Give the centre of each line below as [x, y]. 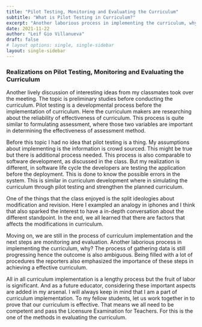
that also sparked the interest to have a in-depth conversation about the [95, 211]
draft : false [23, 40]
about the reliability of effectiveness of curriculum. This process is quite [95, 118]
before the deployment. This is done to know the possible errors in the [93, 174]
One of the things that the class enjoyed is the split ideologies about [90, 199]
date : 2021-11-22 [28, 28]
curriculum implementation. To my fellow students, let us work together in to [101, 298]
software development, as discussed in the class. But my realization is [93, 161]
